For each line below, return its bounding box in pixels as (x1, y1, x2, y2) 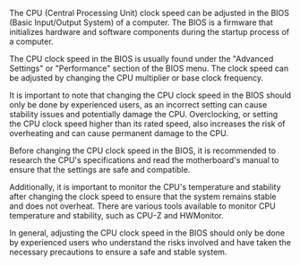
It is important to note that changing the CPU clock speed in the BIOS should (9, 90, 292, 100)
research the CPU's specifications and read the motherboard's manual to (9, 155, 279, 165)
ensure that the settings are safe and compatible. (9, 165, 191, 175)
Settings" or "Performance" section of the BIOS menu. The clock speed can (9, 63, 289, 73)
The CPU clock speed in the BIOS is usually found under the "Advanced (9, 54, 274, 64)
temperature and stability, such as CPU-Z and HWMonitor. (9, 210, 224, 220)
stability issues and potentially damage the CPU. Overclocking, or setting (9, 109, 279, 119)
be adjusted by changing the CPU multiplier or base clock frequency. (9, 73, 264, 83)
